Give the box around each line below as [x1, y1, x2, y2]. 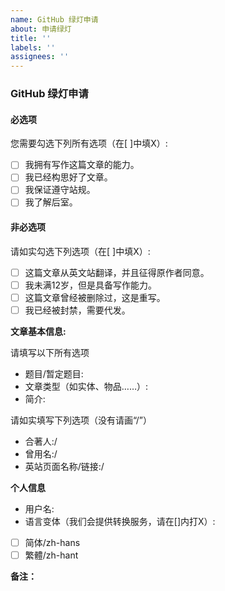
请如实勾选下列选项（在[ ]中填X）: [10, 245, 151, 257]
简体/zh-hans [24, 536, 81, 548]
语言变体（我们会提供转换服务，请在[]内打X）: [24, 515, 216, 527]
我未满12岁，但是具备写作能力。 [24, 279, 158, 291]
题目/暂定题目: [24, 367, 84, 380]
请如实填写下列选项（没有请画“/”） [10, 414, 153, 426]
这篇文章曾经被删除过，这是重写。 [24, 291, 166, 303]
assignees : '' [10, 52, 70, 62]
